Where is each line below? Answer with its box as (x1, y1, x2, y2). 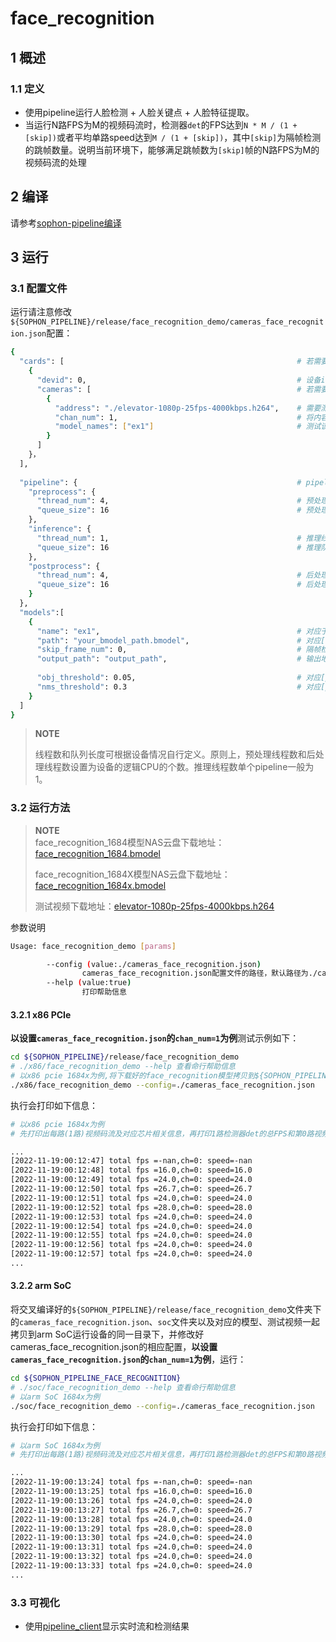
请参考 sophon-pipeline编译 (10, 217, 122, 229)
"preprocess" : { (28, 487, 97, 497)
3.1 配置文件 (10, 282, 68, 295)
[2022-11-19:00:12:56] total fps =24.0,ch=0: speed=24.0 (10, 1240, 253, 1250)
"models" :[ (19, 607, 65, 617)
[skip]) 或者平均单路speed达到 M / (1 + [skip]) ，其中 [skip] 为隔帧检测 (24, 131, 322, 143)
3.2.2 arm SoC (10, 1280, 72, 1292)
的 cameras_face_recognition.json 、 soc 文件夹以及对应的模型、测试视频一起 (10, 1316, 321, 1328)
